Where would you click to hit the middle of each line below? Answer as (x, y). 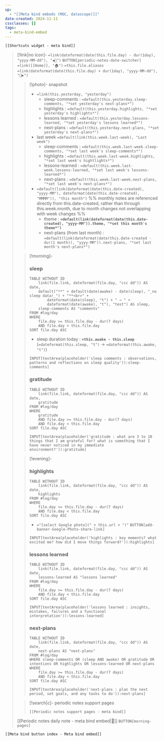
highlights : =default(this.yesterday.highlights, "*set (101, 109)
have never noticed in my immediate (67, 445)
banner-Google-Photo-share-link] (71, 529)
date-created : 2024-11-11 (31, 19)
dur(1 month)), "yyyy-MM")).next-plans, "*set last (98, 243)
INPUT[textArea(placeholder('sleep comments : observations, (93, 359)
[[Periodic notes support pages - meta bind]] (78, 712)
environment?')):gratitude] (58, 449)
